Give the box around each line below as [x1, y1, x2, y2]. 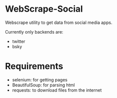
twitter [12, 38, 25, 44]
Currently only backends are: [5, 29, 63, 35]
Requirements [5, 61, 63, 72]
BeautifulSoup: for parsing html [12, 82, 75, 88]
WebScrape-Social [5, 3, 83, 15]
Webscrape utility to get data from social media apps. [5, 20, 113, 25]
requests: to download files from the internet [12, 87, 102, 93]
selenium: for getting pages [12, 77, 68, 82]
